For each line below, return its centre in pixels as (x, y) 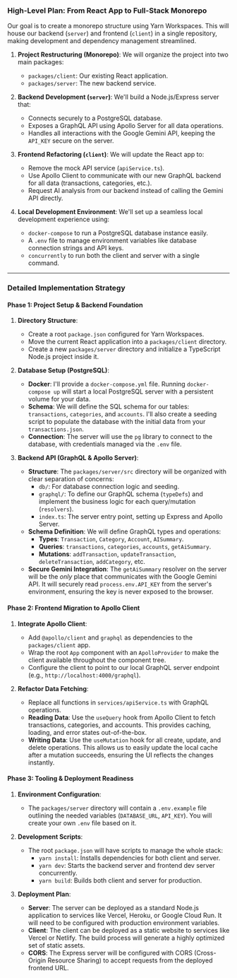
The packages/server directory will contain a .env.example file (117, 808)
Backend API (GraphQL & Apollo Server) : (78, 458)
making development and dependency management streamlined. (102, 41)
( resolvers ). (56, 509)
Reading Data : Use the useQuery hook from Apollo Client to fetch (122, 717)
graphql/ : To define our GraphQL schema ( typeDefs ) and (121, 494)
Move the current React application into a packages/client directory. (127, 342)
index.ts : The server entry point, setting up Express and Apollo (131, 517)
